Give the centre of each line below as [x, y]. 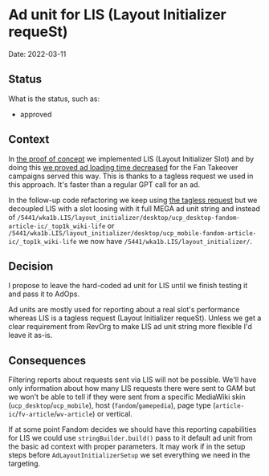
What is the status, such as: [54, 99]
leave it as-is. [31, 336]
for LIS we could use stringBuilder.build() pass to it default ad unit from [130, 438]
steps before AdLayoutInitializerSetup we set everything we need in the [129, 455]
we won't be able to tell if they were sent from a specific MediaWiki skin [127, 397]
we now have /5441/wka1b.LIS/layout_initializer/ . [165, 241]
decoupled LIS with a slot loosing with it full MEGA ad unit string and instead [134, 208]
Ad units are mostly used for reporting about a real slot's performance [124, 310]
